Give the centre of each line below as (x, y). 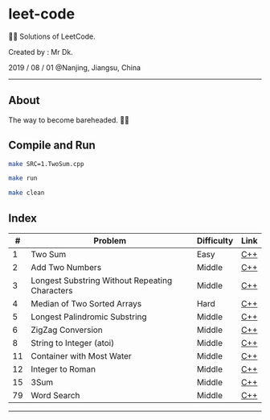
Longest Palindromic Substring (89, 317)
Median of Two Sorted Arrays (86, 304)
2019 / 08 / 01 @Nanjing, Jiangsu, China (75, 67)
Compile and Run (52, 146)
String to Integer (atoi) (73, 343)
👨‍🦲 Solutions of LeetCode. (52, 36)
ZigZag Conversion (67, 330)
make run (23, 178)
